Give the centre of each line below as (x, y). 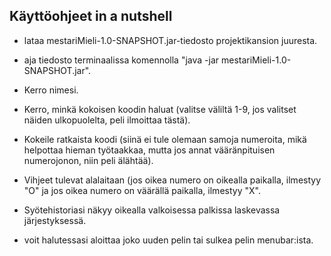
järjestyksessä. (55, 220)
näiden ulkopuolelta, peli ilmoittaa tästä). (107, 120)
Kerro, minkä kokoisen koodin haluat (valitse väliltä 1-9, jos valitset (160, 109)
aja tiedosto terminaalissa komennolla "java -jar (121, 60)
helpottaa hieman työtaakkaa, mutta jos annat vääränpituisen (149, 150)
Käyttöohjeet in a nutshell (91, 16)
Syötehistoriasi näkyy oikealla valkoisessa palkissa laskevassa (152, 210)
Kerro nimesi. (51, 90)
